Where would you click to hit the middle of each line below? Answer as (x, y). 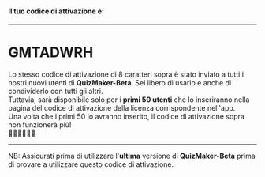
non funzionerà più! (40, 125)
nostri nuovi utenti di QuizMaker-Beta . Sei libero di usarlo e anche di (120, 83)
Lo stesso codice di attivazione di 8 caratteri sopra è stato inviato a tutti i (126, 74)
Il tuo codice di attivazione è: (56, 11)
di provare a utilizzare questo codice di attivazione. (91, 164)
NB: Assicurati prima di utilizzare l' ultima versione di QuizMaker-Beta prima (132, 156)
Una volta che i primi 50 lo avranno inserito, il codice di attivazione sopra (126, 117)
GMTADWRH (51, 53)
